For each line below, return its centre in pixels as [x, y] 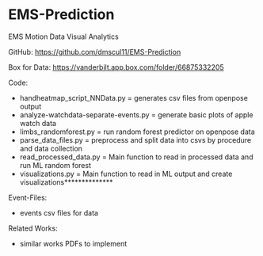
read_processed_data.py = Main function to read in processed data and [136, 157]
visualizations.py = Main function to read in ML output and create [126, 174]
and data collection [51, 148]
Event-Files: [28, 197]
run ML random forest [55, 165]
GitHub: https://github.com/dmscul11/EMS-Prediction [95, 52]
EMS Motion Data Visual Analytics [63, 36]
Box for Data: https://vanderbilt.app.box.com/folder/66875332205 [116, 67]
